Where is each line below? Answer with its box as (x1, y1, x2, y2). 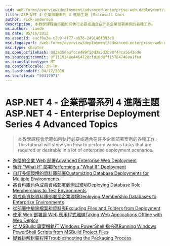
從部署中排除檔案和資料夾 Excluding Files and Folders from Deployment (12, 205, 161, 211)
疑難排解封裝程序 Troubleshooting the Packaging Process (12, 235, 132, 241)
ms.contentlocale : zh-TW (5, 64, 58, 69)
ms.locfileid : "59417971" (5, 73, 60, 78)
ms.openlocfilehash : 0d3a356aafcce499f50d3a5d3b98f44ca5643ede (5, 50, 142, 55)
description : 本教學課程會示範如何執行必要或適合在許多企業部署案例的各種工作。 (5, 21, 155, 27)
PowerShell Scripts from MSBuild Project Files (12, 229, 109, 235)
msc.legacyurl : (5, 40, 37, 46)
